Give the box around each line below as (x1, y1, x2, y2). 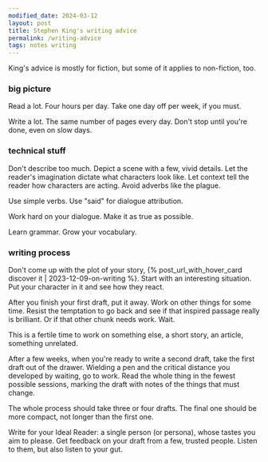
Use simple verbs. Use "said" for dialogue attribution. (8, 196, 183, 205)
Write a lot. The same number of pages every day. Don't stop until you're (8, 117, 247, 126)
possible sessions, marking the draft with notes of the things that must (8, 380, 240, 389)
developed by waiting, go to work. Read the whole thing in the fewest (8, 371, 235, 380)
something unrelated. (8, 339, 78, 348)
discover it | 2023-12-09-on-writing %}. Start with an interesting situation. (8, 273, 252, 284)
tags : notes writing (8, 42, 77, 50)
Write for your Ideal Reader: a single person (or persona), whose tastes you (8, 428, 256, 437)
